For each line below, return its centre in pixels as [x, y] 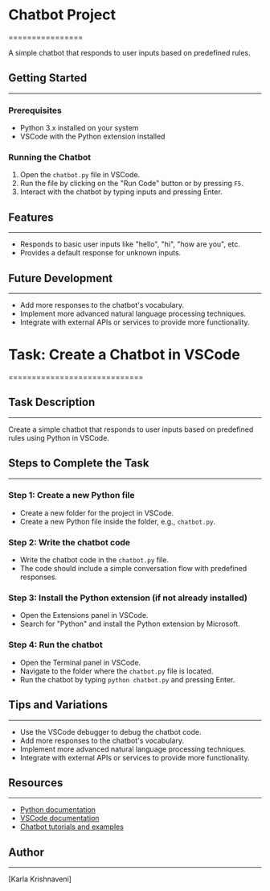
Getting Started [48, 78]
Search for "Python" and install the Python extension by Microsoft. [130, 624]
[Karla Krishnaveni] [40, 879]
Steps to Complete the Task [79, 464]
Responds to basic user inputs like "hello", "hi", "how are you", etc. [130, 244]
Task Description [52, 402]
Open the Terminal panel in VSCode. [80, 662]
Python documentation [58, 810]
